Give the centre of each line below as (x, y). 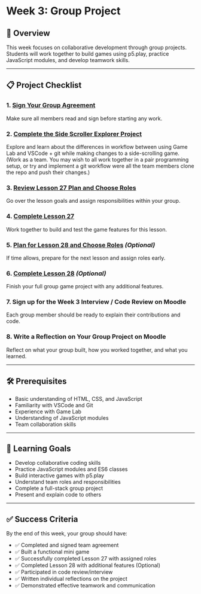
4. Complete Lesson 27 (40, 217)
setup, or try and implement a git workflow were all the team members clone (100, 166)
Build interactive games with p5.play (60, 476)
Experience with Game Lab (48, 412)
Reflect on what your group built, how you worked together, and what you (97, 350)
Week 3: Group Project (63, 11)
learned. (16, 356)
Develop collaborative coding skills (58, 463)
